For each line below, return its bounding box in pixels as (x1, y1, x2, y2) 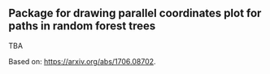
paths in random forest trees (8, 20, 156, 33)
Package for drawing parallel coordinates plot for (8, 7, 262, 20)
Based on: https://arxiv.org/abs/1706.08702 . (8, 56, 156, 66)
